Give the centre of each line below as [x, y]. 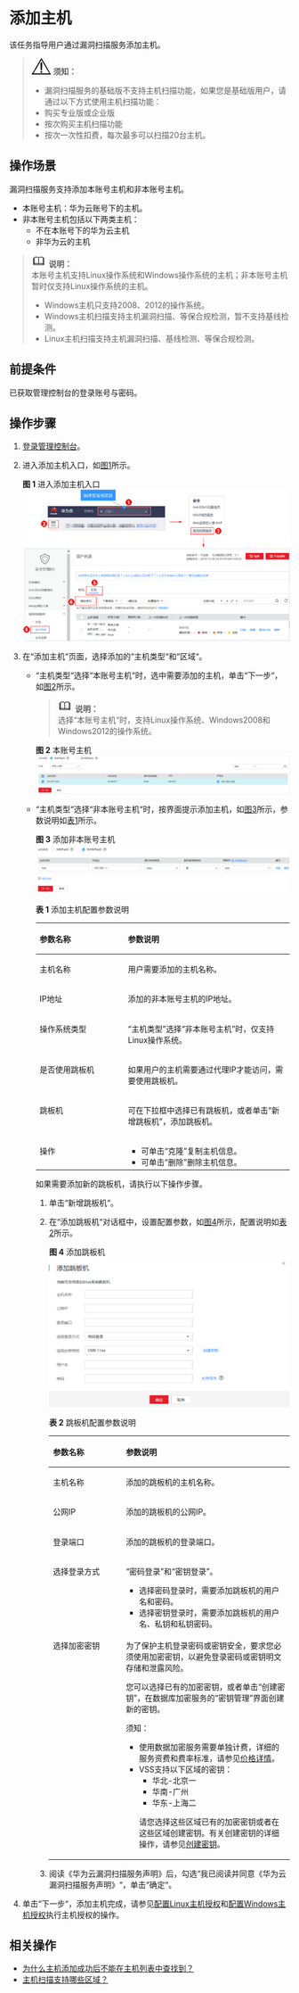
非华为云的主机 [63, 241]
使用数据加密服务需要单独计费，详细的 [210, 1747]
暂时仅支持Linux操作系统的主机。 [92, 285]
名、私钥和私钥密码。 [178, 1624]
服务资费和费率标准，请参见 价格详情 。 [210, 1758]
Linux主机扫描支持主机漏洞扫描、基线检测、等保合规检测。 [152, 338]
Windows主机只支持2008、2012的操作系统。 [127, 305]
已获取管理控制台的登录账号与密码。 [76, 393]
